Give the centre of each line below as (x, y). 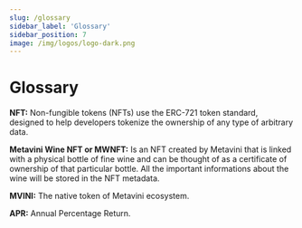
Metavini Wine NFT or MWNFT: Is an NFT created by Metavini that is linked (151, 149)
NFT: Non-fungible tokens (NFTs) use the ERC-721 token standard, (134, 113)
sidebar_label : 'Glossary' (60, 26)
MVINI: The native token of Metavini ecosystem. (99, 196)
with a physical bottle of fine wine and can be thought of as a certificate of (148, 159)
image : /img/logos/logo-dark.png (72, 43)
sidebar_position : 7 (48, 34)
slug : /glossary (40, 18)
